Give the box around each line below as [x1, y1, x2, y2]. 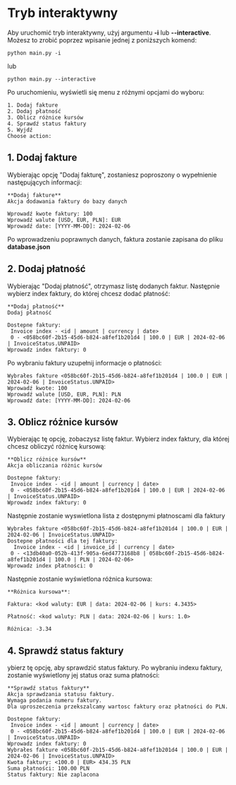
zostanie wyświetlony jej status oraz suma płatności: [7, 671, 160, 680]
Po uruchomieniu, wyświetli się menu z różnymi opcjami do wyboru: [7, 88, 205, 96]
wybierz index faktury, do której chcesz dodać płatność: [7, 289, 170, 297]
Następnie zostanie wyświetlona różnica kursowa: [7, 574, 153, 584]
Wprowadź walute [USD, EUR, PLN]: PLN [7, 391, 121, 398]
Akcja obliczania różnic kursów [7, 462, 102, 469]
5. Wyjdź [7, 126, 33, 134]
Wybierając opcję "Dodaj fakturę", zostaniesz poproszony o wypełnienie [7, 170, 217, 179]
